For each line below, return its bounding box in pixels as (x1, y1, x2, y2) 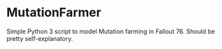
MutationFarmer (6, 5, 102, 20)
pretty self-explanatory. (6, 34, 74, 42)
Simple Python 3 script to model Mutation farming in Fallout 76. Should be (6, 27, 216, 35)
